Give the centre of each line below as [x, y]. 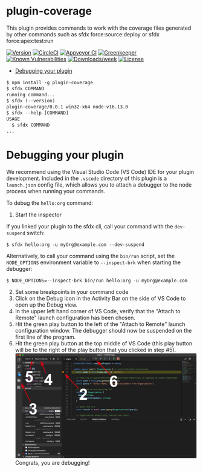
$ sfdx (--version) [31, 101]
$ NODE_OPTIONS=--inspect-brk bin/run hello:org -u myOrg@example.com [97, 281]
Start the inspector [38, 214]
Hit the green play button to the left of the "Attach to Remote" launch [100, 324]
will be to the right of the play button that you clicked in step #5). [95, 350]
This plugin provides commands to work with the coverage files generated [99, 28]
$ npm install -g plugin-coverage [50, 82]
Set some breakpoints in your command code [72, 291]
